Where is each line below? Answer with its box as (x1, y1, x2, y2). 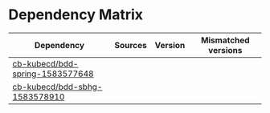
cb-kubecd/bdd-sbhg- (12, 81, 103, 92)
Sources (114, 39, 147, 50)
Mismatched (200, 34, 251, 46)
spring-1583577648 (12, 68, 94, 79)
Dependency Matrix (8, 6, 143, 24)
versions (208, 44, 243, 55)
